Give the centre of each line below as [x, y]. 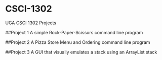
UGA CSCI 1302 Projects [31, 23]
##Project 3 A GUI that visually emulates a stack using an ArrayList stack [81, 52]
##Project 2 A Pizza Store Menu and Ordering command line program [78, 42]
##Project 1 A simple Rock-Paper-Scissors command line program [74, 32]
